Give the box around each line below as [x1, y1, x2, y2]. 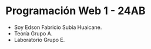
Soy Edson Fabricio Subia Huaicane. [14, 24, 102, 31]
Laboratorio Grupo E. [14, 36, 65, 43]
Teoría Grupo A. [14, 30, 53, 37]
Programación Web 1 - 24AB [5, 4, 146, 18]
